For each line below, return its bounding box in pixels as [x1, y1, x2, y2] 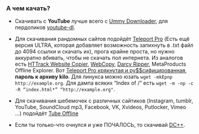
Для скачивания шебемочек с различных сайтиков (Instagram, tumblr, [14, 97, 194, 104]
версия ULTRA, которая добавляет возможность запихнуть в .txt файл [14, 42, 194, 49]
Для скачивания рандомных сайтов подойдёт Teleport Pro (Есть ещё [14, 36, 190, 43]
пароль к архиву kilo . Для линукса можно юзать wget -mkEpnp [14, 73, 173, 81]
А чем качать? [6, 4, 50, 12]
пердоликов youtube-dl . [14, 24, 75, 31]
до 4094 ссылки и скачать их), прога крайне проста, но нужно [14, 48, 175, 55]
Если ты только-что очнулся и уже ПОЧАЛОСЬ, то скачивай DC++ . [14, 122, 185, 129]
